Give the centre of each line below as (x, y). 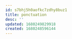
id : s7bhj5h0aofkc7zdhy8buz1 (36, 10)
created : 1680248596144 (31, 29)
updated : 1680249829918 (31, 24)
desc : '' (15, 19)
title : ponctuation (26, 15)
